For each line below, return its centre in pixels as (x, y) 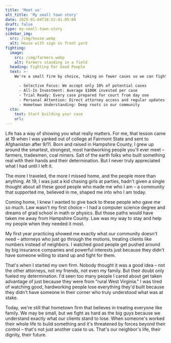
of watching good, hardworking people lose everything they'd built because (85, 287)
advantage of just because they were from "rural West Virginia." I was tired (83, 281)
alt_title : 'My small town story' (42, 15)
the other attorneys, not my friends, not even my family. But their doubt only (85, 271)
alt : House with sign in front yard (49, 43)
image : (17, 53)
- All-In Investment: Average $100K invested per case (78, 90)
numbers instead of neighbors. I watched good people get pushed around (83, 244)
